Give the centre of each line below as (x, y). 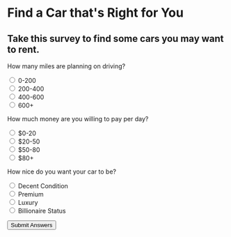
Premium (31, 194)
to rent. (23, 49)
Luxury (28, 202)
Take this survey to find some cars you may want (115, 39)
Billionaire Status (42, 211)
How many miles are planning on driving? (66, 66)
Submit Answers (32, 225)
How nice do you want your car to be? (62, 171)
